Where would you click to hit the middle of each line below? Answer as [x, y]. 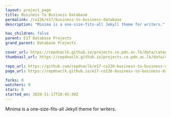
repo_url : [16, 66]
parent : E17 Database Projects [38, 38]
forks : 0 [15, 80]
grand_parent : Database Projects [41, 43]
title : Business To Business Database [46, 15]
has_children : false [27, 34]
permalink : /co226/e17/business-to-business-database [64, 19]
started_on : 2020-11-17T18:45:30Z [42, 95]
